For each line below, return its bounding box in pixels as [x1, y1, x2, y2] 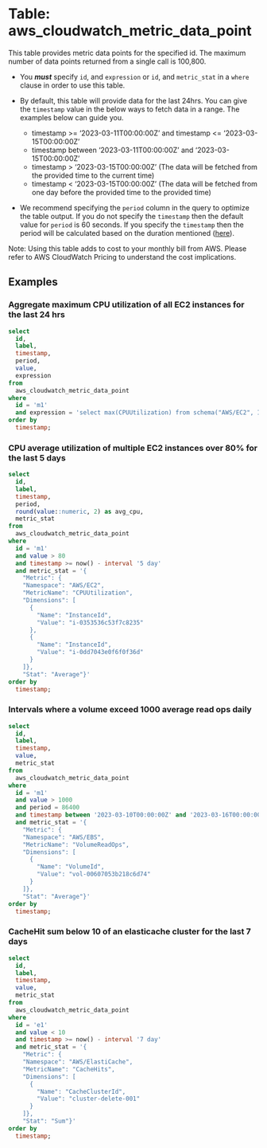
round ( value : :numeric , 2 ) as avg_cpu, [15, 507, 145, 515]
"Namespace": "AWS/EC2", [22, 582, 105, 590]
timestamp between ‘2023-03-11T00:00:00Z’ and [31, 145, 194, 155]
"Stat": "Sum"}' [22, 1117, 77, 1126]
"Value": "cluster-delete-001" [37, 1095, 141, 1103]
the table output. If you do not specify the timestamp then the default [19, 211, 244, 221]
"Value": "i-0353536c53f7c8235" [37, 618, 145, 626]
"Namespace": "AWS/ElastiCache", [22, 1058, 133, 1066]
